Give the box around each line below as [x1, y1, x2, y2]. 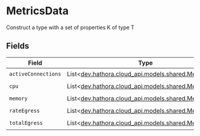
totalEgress [9, 120, 43, 126]
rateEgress [9, 107, 40, 114]
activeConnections [9, 71, 61, 78]
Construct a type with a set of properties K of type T [6, 24, 135, 31]
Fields [6, 41, 30, 51]
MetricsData [6, 4, 69, 18]
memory [9, 95, 28, 102]
